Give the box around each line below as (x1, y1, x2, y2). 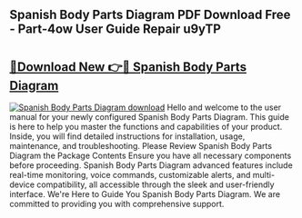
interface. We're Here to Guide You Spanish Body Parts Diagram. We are (9, 189, 280, 199)
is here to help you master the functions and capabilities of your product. (9, 122, 283, 132)
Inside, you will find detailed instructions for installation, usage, (9, 131, 246, 142)
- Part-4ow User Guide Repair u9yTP (9, 22, 221, 37)
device (9, 179, 35, 190)
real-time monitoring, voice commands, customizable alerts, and (9, 170, 251, 180)
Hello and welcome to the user (166, 102, 282, 113)
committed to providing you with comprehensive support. (9, 199, 225, 209)
